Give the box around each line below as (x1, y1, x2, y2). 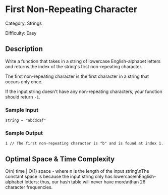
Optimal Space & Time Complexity (5, 155, 115, 163)
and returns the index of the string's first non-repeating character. (5, 63, 143, 69)
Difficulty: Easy (5, 30, 37, 36)
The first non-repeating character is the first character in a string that (5, 73, 149, 79)
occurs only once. (5, 78, 43, 84)
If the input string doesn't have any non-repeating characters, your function (5, 88, 162, 94)
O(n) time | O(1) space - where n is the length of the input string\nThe (5, 168, 150, 174)
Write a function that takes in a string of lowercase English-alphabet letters (5, 58, 161, 64)
